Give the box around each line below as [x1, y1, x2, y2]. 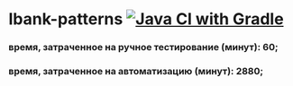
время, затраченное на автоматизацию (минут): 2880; [8, 65, 263, 78]
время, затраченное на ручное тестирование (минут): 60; [8, 41, 279, 54]
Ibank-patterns [8, 9, 124, 30]
